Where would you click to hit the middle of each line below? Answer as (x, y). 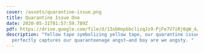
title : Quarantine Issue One (43, 18)
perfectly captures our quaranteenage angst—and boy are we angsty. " (103, 40)
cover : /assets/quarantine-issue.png (54, 12)
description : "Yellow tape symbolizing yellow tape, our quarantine (95, 35)
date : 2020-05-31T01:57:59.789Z (47, 23)
